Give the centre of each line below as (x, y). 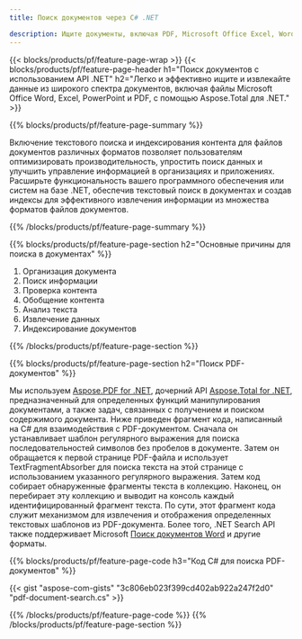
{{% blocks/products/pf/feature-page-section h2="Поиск (116, 363)
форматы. (28, 543)
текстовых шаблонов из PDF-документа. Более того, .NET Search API (142, 524)
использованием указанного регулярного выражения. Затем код (135, 476)
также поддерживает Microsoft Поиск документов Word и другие (135, 534)
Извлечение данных (61, 319)
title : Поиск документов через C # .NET (84, 18)
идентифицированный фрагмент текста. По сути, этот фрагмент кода (142, 505)
